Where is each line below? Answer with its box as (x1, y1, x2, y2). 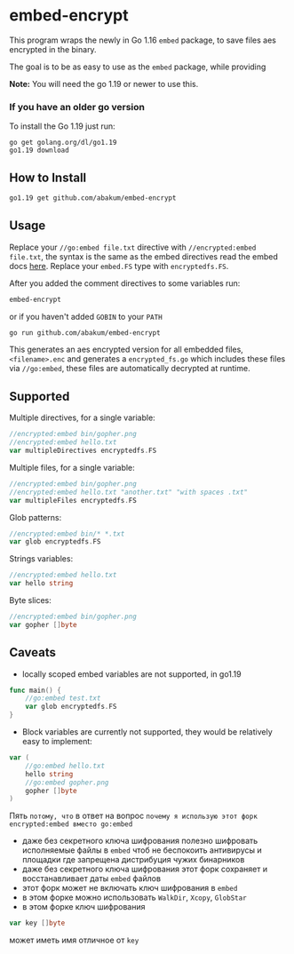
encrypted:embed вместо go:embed (9, 820, 133, 829)
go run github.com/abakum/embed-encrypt (9, 328, 162, 338)
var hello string (9, 579, 74, 588)
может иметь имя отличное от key (9, 934, 139, 946)
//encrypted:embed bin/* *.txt (9, 529, 125, 538)
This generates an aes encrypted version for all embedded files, (9, 344, 244, 355)
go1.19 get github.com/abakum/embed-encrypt (9, 194, 177, 203)
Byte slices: (9, 595, 52, 606)
